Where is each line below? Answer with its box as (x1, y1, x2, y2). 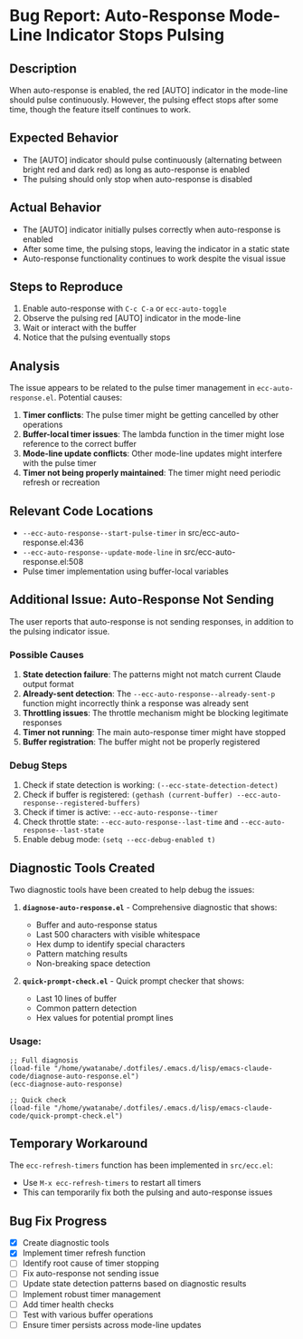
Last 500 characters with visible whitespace (35, 929, 201, 940)
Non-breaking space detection (35, 958, 151, 969)
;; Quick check (9, 1095, 67, 1104)
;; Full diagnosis (9, 1055, 79, 1065)
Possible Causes (9, 648, 84, 661)
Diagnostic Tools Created (9, 860, 156, 876)
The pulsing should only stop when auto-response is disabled (22, 173, 253, 184)
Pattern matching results (35, 948, 128, 959)
